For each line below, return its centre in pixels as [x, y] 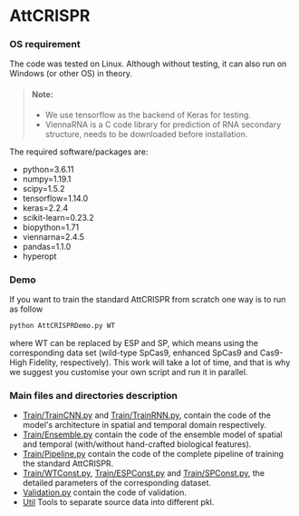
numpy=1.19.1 [47, 179]
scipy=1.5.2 [43, 188]
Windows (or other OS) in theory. [71, 74]
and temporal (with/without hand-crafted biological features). [137, 444]
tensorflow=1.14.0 [55, 198]
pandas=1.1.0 [47, 246]
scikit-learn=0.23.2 [58, 217]
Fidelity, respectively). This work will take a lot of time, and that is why [159, 362]
